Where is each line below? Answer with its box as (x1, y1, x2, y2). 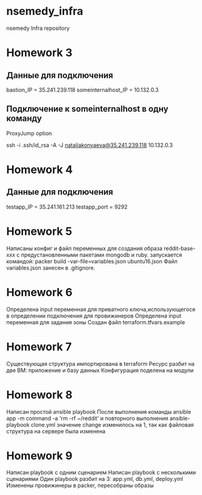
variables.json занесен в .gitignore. (6, 264, 96, 271)
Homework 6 (6, 285, 73, 299)
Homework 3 (6, 46, 73, 60)
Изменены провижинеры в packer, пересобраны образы (6, 482, 154, 489)
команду (6, 113, 42, 124)
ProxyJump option (6, 129, 52, 137)
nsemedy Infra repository (6, 24, 70, 32)
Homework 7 (6, 340, 72, 354)
